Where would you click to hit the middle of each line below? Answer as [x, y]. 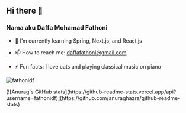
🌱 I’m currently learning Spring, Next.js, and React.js [78, 41]
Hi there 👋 [25, 11]
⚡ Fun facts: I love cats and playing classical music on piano [88, 66]
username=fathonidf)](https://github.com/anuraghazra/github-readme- [93, 98]
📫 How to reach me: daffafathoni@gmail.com [70, 52]
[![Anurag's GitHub [29, 92]
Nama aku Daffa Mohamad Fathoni [57, 28]
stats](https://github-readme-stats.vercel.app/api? [115, 92]
